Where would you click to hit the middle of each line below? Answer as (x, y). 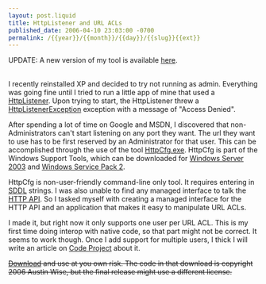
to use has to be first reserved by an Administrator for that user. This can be (132, 142)
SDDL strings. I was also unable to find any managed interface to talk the (127, 190)
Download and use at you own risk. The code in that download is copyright (131, 263)
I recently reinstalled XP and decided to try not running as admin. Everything (133, 84)
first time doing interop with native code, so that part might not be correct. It (133, 232)
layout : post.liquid (42, 15)
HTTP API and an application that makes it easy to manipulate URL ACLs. (127, 208)
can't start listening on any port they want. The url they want (157, 133)
